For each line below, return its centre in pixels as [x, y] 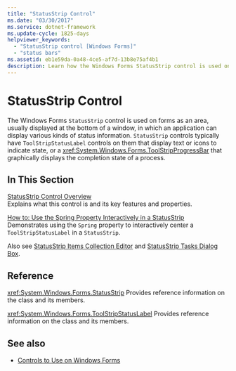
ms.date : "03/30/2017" [40, 20]
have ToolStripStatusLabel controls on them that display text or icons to [112, 143]
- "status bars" [37, 53]
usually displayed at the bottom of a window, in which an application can [112, 128]
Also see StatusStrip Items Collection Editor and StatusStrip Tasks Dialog [113, 246]
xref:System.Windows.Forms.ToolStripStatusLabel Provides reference [108, 314]
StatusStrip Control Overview [50, 197]
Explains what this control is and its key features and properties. [100, 204]
